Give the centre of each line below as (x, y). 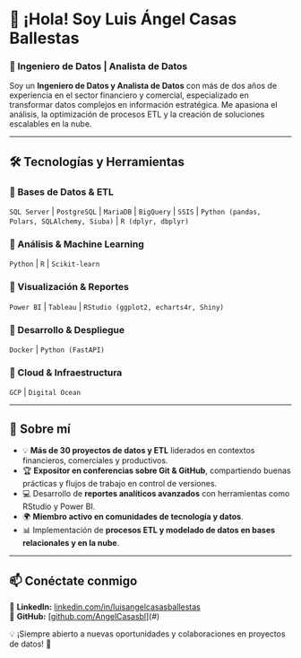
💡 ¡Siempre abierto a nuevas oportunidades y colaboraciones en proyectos (147, 634)
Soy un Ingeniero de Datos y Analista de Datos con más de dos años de (143, 86)
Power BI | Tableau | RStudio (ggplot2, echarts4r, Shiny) (117, 306)
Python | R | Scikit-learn (55, 264)
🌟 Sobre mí (40, 429)
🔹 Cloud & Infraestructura (66, 373)
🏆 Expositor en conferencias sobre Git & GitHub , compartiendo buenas (156, 470)
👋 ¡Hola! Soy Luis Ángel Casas (123, 19)
